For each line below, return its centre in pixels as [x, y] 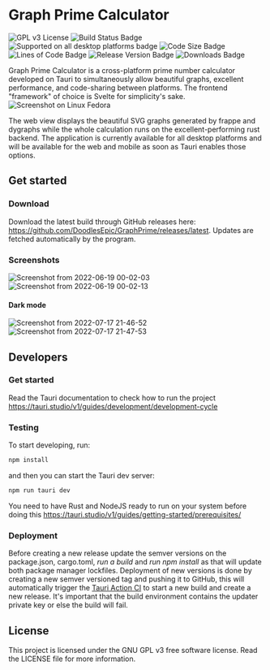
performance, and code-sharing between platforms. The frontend [118, 88]
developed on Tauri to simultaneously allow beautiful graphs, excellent [126, 79]
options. [22, 155]
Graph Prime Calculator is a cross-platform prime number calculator [122, 70]
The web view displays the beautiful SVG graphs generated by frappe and [132, 120]
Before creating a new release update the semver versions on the [118, 553]
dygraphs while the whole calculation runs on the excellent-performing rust [134, 129]
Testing [24, 427]
